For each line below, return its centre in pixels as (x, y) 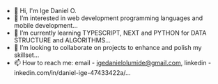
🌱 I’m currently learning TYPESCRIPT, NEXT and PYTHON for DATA (110, 33)
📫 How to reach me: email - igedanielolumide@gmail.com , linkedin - (112, 63)
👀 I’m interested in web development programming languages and (108, 18)
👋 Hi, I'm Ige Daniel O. (45, 11)
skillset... (26, 55)
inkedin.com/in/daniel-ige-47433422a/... (72, 73)
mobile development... (46, 25)
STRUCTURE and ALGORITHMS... (62, 40)
